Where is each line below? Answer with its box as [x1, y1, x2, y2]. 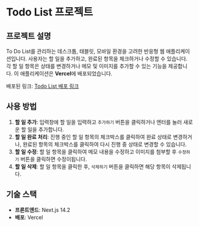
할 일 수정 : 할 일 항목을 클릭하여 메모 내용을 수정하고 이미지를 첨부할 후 [14, 148, 177, 155]
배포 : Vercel [14, 214, 43, 221]
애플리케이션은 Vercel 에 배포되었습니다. [20, 70, 113, 77]
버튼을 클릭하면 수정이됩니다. [20, 155, 88, 163]
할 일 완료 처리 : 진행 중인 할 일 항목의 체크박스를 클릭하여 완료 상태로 [14, 133, 172, 140]
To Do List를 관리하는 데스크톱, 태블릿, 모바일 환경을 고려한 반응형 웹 [6, 48, 165, 55]
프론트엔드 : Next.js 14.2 [14, 206, 70, 214]
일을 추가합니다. [27, 126, 64, 133]
